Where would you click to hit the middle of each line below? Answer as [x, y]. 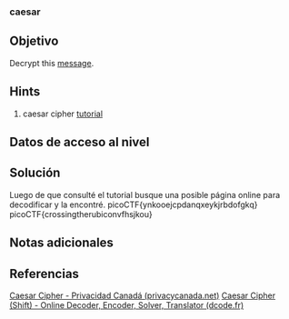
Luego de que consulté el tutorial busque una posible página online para [145, 194]
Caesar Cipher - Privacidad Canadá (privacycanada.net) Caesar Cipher [142, 295]
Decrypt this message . [52, 63]
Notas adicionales [61, 243]
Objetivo [34, 41]
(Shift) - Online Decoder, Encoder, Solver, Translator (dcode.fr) [127, 304]
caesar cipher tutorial [62, 114]
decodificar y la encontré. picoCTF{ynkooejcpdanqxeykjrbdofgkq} [134, 204]
